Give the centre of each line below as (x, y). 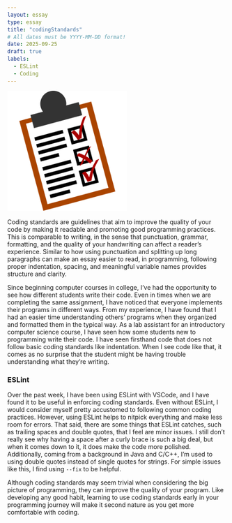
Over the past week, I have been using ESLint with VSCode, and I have (108, 395)
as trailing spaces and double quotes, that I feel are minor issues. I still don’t (116, 432)
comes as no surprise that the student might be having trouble (97, 354)
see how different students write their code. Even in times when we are (109, 295)
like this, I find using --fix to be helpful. (64, 469)
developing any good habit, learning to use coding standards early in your (113, 497)
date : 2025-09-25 (32, 44)
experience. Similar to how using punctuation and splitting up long (102, 251)
